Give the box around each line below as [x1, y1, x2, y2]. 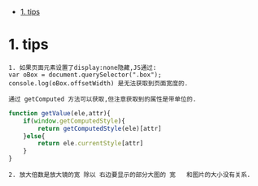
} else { [23, 132, 46, 141]
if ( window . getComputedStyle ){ [23, 117, 126, 125]
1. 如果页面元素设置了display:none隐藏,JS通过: [8, 63, 157, 71]
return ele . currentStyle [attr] [37, 140, 144, 148]
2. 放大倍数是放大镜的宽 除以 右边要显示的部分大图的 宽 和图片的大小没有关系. [8, 171, 251, 180]
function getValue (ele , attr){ [8, 109, 112, 117]
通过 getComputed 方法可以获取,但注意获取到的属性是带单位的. [8, 95, 197, 103]
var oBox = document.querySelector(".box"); [8, 71, 162, 79]
